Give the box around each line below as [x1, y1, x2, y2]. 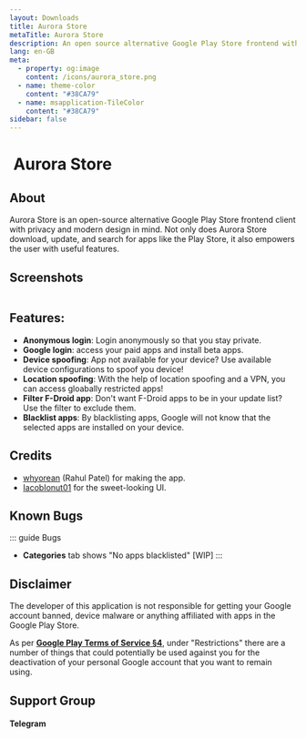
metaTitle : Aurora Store [9, 30, 104, 39]
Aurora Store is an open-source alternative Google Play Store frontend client [9, 215, 296, 226]
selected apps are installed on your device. [22, 421, 185, 432]
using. [9, 666, 33, 678]
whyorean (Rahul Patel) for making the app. [22, 472, 186, 483]
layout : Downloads [9, 13, 79, 23]
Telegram [9, 718, 46, 729]
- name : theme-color [17, 81, 96, 90]
